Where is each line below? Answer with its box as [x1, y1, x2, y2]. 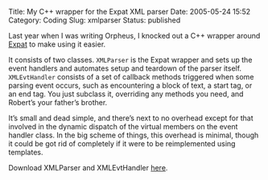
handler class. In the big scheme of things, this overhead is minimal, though [8, 130, 259, 140]
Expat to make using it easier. [8, 39, 106, 49]
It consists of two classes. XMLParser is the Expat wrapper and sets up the [8, 55, 253, 64]
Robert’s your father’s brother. [8, 98, 108, 107]
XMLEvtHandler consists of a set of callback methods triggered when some [8, 72, 254, 81]
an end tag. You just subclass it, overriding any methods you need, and [8, 89, 244, 99]
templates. [8, 148, 43, 157]
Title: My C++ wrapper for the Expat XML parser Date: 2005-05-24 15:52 [8, 7, 251, 16]
